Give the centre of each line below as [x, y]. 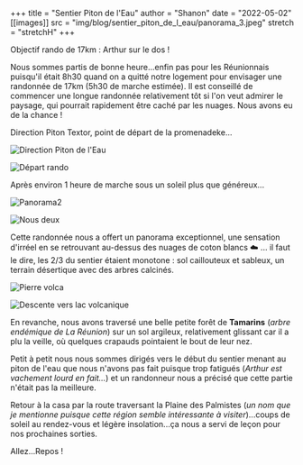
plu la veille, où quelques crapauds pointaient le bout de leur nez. [132, 341]
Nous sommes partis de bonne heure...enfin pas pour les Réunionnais [140, 67]
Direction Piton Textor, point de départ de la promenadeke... [121, 132]
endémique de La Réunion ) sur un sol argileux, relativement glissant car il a [150, 332]
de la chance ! [37, 115]
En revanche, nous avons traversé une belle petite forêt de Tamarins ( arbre [151, 322]
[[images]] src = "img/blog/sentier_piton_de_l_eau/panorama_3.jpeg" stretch [152, 23]
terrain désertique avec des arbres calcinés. [92, 270]
